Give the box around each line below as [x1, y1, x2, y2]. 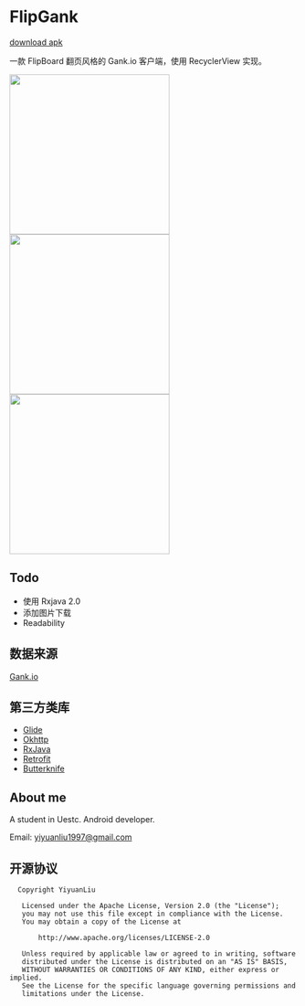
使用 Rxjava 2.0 [22, 596, 81, 607]
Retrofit [22, 754, 51, 765]
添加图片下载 [22, 607, 71, 618]
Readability [22, 617, 66, 628]
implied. [9, 973, 43, 982]
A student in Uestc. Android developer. [9, 814, 155, 825]
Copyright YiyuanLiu [17, 885, 96, 895]
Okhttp [22, 734, 49, 746]
